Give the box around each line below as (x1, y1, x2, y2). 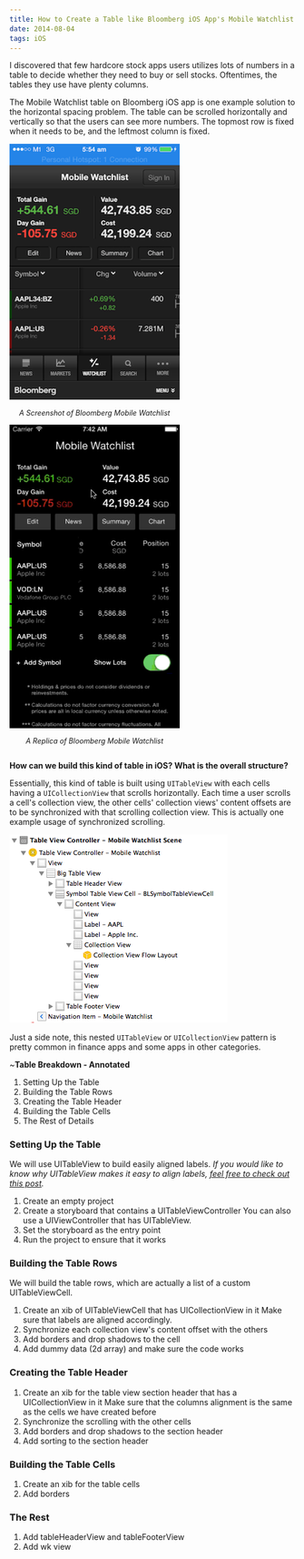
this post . (9, 1178, 44, 1189)
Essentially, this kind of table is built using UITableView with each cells (9, 778, 270, 789)
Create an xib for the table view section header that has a (22, 1387, 238, 1398)
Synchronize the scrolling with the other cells (22, 1415, 192, 1427)
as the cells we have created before (22, 1406, 157, 1417)
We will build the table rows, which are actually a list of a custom (9, 1278, 251, 1289)
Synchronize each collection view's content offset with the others (22, 1324, 269, 1335)
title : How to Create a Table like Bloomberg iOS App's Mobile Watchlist (9, 15, 295, 24)
